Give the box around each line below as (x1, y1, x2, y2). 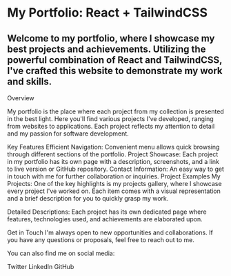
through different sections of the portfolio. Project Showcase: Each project (7, 150, 219, 158)
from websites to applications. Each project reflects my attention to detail (7, 122, 215, 130)
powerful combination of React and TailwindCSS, (7, 54, 223, 66)
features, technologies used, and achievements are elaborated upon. (7, 215, 203, 223)
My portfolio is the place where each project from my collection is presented (7, 107, 224, 116)
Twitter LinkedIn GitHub (7, 263, 74, 270)
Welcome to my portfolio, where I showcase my (7, 33, 215, 44)
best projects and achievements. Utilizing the (7, 43, 206, 55)
